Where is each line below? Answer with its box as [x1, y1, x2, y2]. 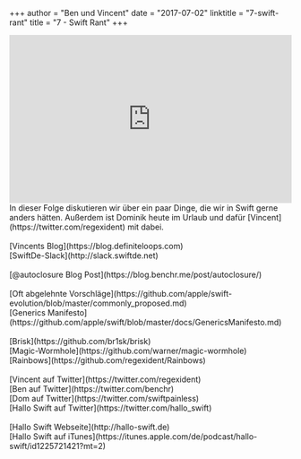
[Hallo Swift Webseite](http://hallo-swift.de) [9, 421, 170, 432]
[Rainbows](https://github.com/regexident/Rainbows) [9, 355, 206, 366]
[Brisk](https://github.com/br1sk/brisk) [9, 336, 151, 346]
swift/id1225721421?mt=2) [9, 441, 106, 451]
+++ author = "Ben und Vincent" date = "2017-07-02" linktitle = [9, 8, 245, 18]
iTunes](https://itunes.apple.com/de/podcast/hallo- [67, 431, 258, 442]
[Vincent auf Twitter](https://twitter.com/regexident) [9, 374, 202, 385]
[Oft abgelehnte [9, 289, 67, 299]
